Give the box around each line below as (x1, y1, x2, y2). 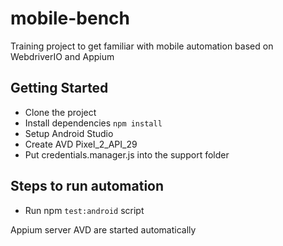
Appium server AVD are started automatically (10, 223, 197, 236)
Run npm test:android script (24, 204, 145, 216)
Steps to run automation (10, 178, 165, 195)
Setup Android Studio (24, 127, 114, 139)
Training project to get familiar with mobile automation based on (10, 40, 274, 52)
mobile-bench (10, 7, 130, 30)
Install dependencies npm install (24, 117, 163, 129)
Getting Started (10, 80, 109, 97)
